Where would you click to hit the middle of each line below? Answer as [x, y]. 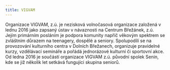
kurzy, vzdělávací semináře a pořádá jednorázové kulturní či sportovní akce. [85, 51]
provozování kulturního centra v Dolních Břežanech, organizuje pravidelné [83, 46]
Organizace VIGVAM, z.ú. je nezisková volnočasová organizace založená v [83, 24]
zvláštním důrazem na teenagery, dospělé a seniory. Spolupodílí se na [78, 41]
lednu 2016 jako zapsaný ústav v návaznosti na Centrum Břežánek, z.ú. [80, 30]
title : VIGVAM [20, 10]
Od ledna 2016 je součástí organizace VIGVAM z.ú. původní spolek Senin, [82, 57]
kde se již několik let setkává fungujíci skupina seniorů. [63, 62]
